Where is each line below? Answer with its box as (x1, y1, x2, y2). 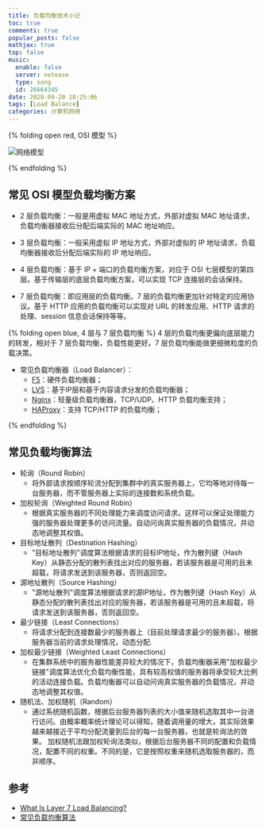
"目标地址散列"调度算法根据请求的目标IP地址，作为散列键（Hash (31, 548, 243, 557)
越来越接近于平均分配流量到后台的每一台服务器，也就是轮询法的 (31, 726, 241, 736)
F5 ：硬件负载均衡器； (31, 374, 103, 384)
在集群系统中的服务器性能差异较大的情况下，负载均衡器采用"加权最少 (31, 657, 258, 666)
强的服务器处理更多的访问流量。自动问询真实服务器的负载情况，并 (31, 517, 248, 527)
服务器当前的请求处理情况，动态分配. (31, 637, 152, 646)
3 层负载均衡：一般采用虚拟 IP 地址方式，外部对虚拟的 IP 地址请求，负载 (19, 238, 256, 247)
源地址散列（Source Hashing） (19, 577, 121, 587)
